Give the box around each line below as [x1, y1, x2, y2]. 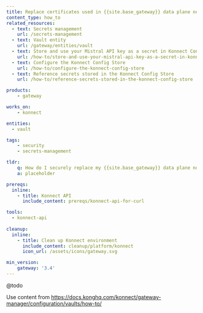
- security [17, 143, 45, 149]
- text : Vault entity [11, 37, 66, 43]
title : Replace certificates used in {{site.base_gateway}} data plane [6, 8, 190, 15]
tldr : [6, 159, 20, 165]
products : [6, 87, 31, 94]
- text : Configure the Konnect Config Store [11, 59, 126, 65]
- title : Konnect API [17, 193, 71, 199]
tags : [6, 137, 20, 143]
